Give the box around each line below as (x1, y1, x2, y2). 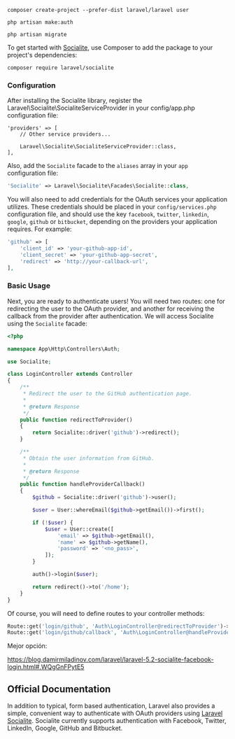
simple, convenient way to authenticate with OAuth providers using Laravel (7, 709, 223, 717)
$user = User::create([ (44, 526, 114, 533)
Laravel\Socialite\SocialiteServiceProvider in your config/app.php (7, 104, 196, 112)
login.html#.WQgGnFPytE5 (7, 663, 85, 671)
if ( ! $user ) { (32, 519, 73, 526)
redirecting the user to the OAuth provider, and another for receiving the (7, 304, 215, 313)
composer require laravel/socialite (7, 64, 114, 71)
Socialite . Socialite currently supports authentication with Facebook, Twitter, (7, 717, 227, 725)
